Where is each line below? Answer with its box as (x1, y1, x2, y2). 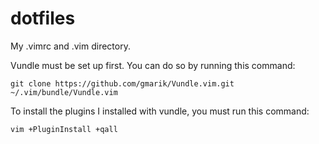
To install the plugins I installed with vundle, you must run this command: (10, 105, 310, 117)
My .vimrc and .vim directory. (10, 40, 131, 52)
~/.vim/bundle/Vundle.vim (10, 87, 118, 97)
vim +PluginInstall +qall (10, 124, 118, 134)
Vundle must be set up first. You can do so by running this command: (10, 59, 296, 71)
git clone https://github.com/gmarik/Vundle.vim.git (10, 78, 235, 89)
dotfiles (10, 7, 76, 30)
